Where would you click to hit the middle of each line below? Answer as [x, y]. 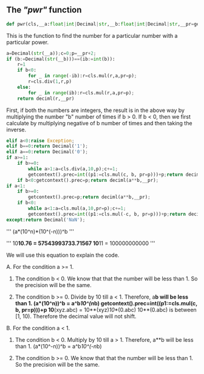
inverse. [16, 130]
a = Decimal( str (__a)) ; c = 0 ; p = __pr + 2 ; [51, 53]
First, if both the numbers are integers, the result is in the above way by [96, 110]
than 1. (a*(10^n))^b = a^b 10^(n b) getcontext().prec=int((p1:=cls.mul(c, [106, 303]
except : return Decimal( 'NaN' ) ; [46, 220]
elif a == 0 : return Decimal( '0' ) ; [47, 152]
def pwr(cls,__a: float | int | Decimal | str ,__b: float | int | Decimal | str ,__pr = [100, 24]
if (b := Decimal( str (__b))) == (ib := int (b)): [61, 59]
